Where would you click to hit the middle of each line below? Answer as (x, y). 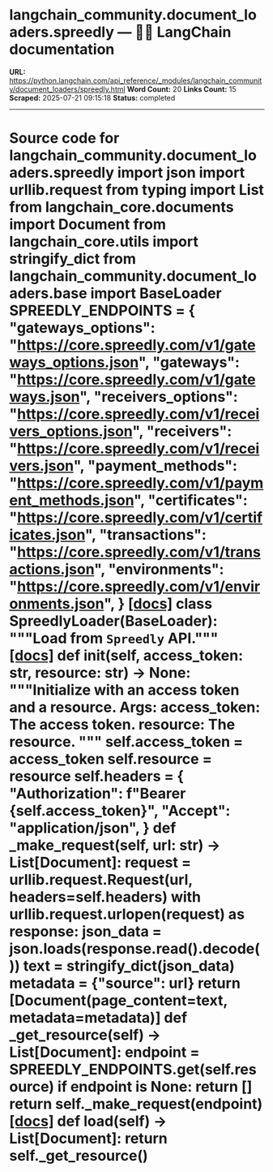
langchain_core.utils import (104, 242)
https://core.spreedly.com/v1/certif (139, 518)
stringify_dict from (73, 259)
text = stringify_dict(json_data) (129, 966)
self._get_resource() (79, 1156)
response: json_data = (86, 932)
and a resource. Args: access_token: (135, 707)
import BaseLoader (156, 293)
